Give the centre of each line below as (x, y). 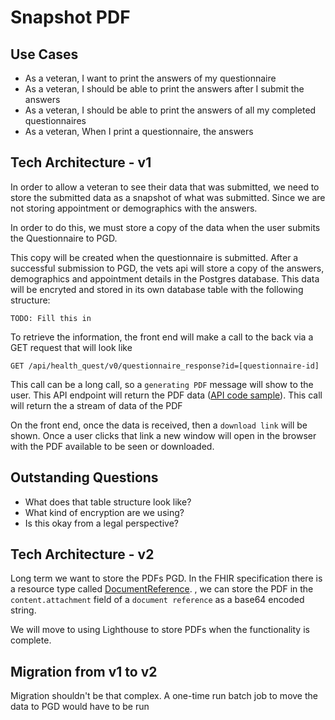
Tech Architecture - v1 (81, 162)
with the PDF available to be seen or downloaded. (112, 446)
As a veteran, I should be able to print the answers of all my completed (170, 110)
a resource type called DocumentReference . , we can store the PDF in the (162, 589)
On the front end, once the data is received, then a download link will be (159, 425)
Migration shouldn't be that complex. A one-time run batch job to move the (164, 696)
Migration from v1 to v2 (84, 671)
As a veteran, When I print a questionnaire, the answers (139, 131)
